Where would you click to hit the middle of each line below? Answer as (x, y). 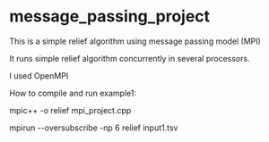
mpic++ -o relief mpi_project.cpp (70, 110)
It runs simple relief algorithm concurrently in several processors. (130, 58)
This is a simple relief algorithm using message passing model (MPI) (135, 41)
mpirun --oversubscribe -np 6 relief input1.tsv (94, 128)
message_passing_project (110, 17)
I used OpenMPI (39, 75)
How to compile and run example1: (73, 93)
